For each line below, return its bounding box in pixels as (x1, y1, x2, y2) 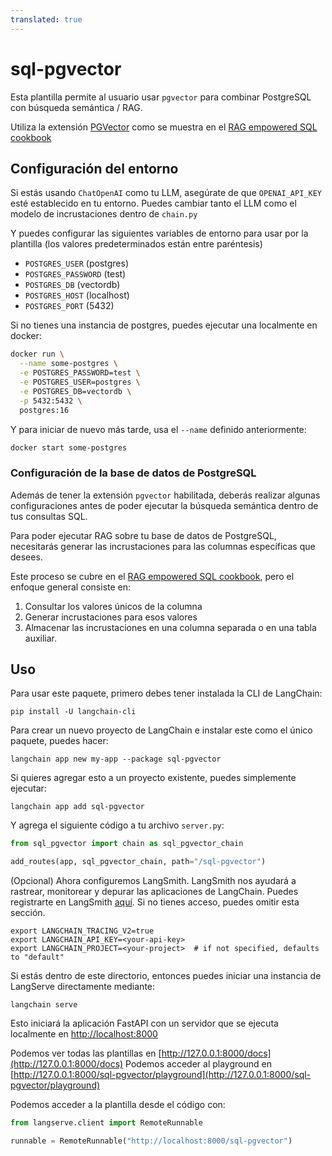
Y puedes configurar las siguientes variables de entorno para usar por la (10, 227, 309, 240)
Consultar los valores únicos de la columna (24, 600, 203, 612)
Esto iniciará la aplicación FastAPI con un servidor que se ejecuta (10, 1017, 279, 1030)
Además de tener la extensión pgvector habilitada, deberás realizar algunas (10, 489, 321, 501)
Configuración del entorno (10, 160, 179, 177)
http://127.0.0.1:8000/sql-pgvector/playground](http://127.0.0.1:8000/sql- (13, 1069, 312, 1081)
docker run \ (10, 349, 65, 360)
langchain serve (10, 1000, 78, 1010)
